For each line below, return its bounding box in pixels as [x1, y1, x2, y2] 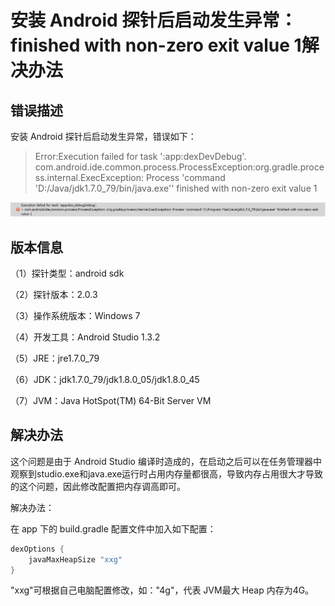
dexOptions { [10, 544, 65, 554]
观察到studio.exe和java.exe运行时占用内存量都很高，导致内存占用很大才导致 [10, 467, 324, 480]
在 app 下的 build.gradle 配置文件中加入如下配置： [10, 522, 217, 535]
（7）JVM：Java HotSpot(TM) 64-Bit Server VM [10, 394, 212, 406]
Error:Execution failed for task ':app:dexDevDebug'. [34, 151, 247, 162]
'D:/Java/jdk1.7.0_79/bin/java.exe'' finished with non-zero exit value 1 [34, 182, 318, 194]
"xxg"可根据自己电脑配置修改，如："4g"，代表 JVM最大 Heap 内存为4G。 [10, 584, 315, 596]
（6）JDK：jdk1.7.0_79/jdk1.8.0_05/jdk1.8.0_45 [10, 373, 200, 385]
